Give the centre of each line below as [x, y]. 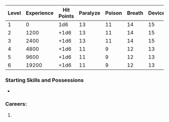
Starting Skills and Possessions [45, 80]
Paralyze [90, 13]
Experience [40, 13]
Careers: [16, 104]
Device [157, 13]
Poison [114, 13]
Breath [135, 13]
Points [66, 16]
